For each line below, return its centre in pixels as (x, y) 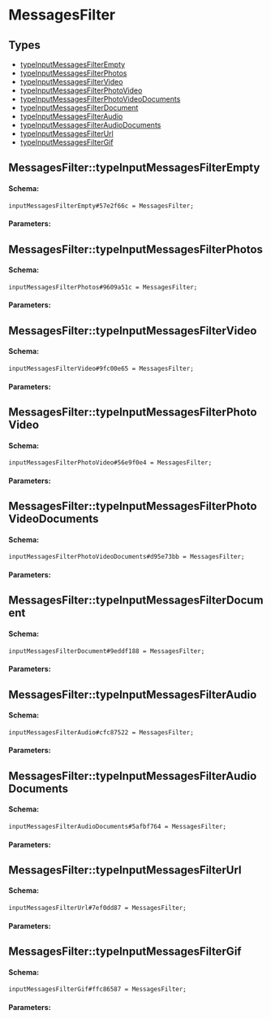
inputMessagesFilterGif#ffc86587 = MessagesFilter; (97, 990)
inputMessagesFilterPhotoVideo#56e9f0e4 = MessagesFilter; (110, 463)
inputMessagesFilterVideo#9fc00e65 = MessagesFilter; (101, 368)
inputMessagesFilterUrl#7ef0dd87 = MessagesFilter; (97, 908)
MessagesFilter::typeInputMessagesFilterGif (125, 952)
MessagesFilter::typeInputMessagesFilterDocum (136, 601)
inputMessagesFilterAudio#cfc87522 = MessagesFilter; (101, 732)
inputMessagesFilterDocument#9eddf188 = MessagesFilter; (107, 651)
